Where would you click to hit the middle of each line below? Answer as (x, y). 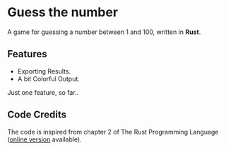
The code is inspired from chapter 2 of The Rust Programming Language (113, 132)
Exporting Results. (44, 71)
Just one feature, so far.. (43, 92)
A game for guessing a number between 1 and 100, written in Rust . (104, 32)
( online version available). (45, 139)
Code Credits (37, 115)
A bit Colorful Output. (48, 79)
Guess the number (63, 12)
